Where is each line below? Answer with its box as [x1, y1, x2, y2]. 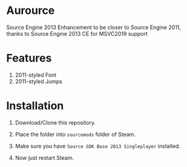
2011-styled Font [15, 71, 57, 79]
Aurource [6, 4, 55, 18]
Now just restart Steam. [15, 154, 74, 161]
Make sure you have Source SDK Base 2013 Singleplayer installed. [15, 142, 180, 149]
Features [6, 51, 52, 65]
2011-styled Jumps [15, 77, 62, 85]
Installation [6, 99, 64, 113]
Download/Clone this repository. [15, 119, 96, 126]
